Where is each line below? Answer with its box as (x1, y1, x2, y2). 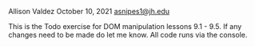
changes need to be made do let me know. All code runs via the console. (8, 31, 248, 39)
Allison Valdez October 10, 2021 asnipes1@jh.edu (8, 7, 170, 16)
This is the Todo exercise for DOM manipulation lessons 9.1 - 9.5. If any (8, 22, 242, 31)
